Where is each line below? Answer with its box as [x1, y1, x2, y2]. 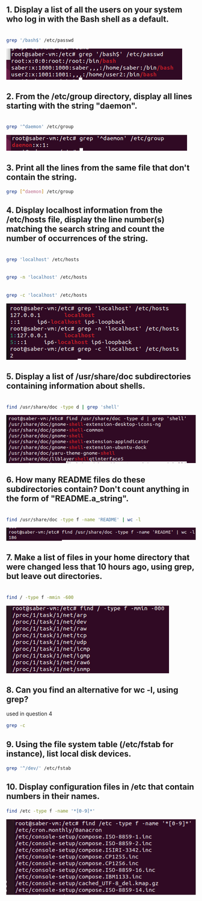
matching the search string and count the [6, 224, 165, 234]
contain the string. [6, 172, 77, 182]
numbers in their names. [6, 791, 100, 801]
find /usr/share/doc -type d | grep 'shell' [6, 404, 120, 410]
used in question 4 [6, 710, 52, 717]
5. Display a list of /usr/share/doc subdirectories [6, 372, 191, 382]
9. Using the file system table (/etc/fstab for [6, 739, 174, 750]
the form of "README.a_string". [6, 494, 129, 504]
